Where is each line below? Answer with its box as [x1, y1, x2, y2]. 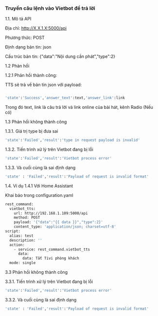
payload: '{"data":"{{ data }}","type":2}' [14, 220, 104, 225]
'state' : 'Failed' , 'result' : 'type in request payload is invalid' [5, 138, 140, 143]
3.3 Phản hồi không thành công [5, 269, 68, 275]
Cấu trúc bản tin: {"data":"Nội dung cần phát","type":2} [5, 53, 116, 59]
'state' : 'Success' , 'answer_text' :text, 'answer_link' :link [5, 95, 125, 101]
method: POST [14, 215, 40, 220]
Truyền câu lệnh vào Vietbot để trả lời [5, 5, 96, 12]
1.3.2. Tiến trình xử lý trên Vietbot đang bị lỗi [5, 146, 93, 153]
